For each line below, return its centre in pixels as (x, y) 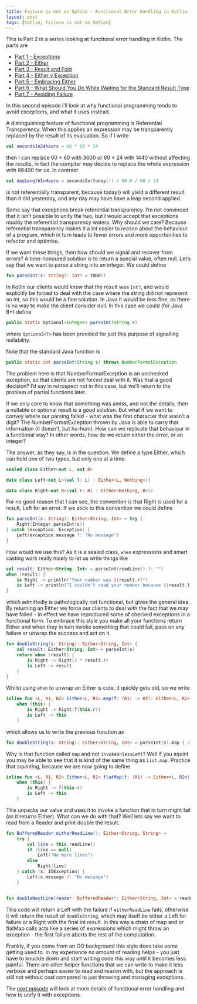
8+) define (19, 312)
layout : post (22, 17)
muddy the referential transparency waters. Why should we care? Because (96, 222)
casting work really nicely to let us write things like (67, 558)
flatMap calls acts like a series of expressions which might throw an (88, 928)
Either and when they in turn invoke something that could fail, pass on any (95, 627)
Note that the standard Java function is (53, 351)
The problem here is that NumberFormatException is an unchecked (87, 373)
